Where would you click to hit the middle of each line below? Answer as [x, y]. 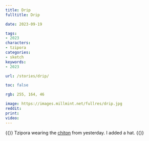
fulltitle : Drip [23, 15]
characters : [18, 43]
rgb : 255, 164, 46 [25, 95]
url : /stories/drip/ [27, 76]
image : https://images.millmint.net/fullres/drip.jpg [64, 104]
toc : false [17, 85]
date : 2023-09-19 [24, 24]
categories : [18, 52]
